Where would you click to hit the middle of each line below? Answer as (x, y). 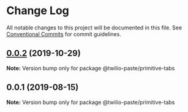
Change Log (38, 11)
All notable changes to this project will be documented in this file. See (94, 28)
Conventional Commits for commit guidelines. (64, 34)
